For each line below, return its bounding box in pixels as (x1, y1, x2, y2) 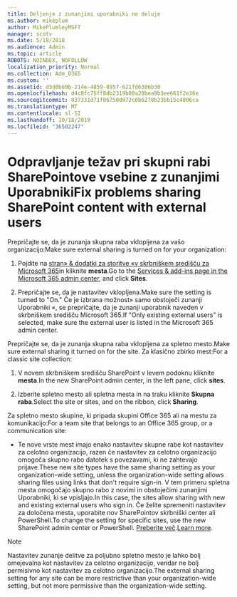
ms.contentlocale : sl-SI (7, 110, 81, 117)
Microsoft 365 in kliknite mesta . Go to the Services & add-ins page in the (17, 266, 228, 275)
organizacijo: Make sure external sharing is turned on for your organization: (7, 245, 226, 254)
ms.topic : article (7, 51, 62, 58)
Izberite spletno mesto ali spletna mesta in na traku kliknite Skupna (17, 390, 215, 399)
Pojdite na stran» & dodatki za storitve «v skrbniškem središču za (17, 259, 210, 268)
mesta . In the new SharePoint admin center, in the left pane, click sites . (17, 376, 226, 385)
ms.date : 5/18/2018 (7, 37, 65, 44)
